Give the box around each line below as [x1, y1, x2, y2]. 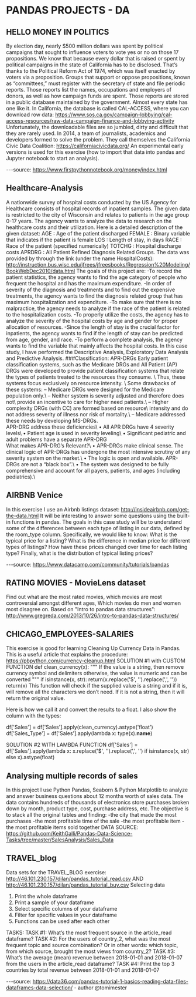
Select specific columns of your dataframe [14, 905, 118, 912]
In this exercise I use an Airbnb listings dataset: [6, 506, 120, 513]
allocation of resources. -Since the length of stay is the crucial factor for [6, 324, 180, 331]
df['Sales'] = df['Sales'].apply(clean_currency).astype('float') [6, 723, 153, 731]
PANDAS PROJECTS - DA [6, 4, 130, 17]
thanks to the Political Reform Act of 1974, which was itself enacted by [6, 68, 176, 74]
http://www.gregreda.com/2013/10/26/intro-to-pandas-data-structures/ [6, 612, 179, 619]
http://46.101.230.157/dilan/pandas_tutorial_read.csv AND [6, 875, 144, 882]
